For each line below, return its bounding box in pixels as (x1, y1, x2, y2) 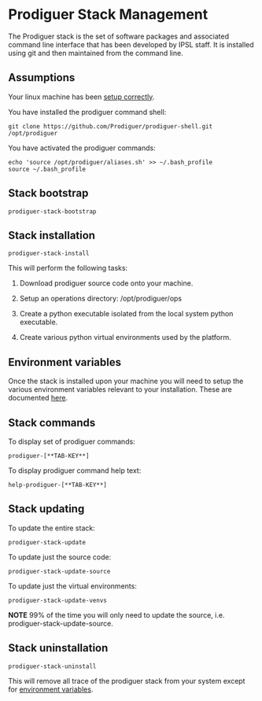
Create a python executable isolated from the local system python (19, 309, 234, 319)
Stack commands (8, 415, 96, 430)
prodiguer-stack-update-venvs (8, 596, 108, 604)
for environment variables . (8, 684, 94, 694)
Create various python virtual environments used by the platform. (19, 333, 231, 342)
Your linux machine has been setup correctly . (8, 92, 155, 101)
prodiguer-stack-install (8, 249, 90, 257)
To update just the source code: (8, 552, 112, 562)
